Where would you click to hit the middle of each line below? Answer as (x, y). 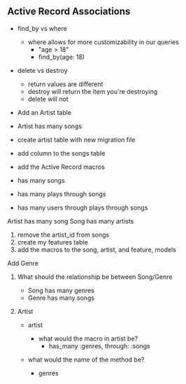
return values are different (65, 84)
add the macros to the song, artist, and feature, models (96, 249)
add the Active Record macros (61, 167)
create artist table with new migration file (76, 139)
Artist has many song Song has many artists (71, 221)
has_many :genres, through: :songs (99, 345)
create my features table (53, 242)
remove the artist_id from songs (63, 235)
